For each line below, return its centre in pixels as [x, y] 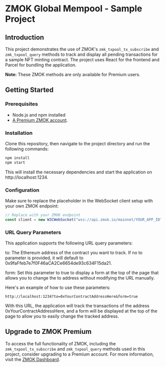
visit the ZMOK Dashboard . [33, 359]
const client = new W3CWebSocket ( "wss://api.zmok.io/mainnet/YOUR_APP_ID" [84, 220]
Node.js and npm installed [39, 115]
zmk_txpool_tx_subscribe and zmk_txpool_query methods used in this [75, 349]
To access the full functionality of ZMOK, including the [61, 343]
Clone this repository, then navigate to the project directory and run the [78, 143]
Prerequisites [21, 104]
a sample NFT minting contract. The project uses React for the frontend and [82, 60]
